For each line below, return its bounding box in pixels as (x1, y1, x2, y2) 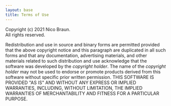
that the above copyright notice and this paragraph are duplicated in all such (5, 47, 166, 53)
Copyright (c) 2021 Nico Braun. (5, 26, 70, 32)
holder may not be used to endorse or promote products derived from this (5, 68, 161, 74)
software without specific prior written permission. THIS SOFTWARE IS (5, 74, 154, 80)
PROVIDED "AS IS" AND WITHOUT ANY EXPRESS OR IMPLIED (5, 79, 136, 86)
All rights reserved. (5, 32, 45, 38)
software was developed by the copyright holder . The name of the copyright (5, 63, 166, 69)
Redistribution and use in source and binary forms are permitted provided (5, 41, 160, 47)
